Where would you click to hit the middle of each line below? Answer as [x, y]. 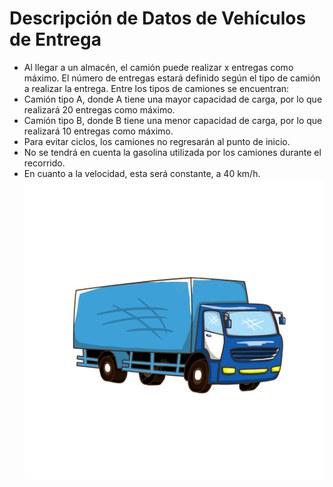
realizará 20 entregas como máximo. [99, 109]
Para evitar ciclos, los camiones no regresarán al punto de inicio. [157, 141]
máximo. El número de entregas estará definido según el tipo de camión [172, 78]
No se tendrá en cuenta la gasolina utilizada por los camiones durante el [172, 152]
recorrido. [44, 163]
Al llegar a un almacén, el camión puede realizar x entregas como [158, 67]
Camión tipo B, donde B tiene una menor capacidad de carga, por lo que [173, 120]
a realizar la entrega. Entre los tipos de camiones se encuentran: [156, 88]
